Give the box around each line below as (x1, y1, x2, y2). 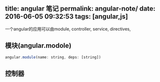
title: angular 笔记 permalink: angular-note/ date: (5, 4, 156, 13)
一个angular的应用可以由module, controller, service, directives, (5, 26, 131, 32)
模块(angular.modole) (5, 42, 71, 50)
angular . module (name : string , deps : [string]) (5, 55, 101, 60)
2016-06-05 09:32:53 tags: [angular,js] (5, 13, 128, 21)
